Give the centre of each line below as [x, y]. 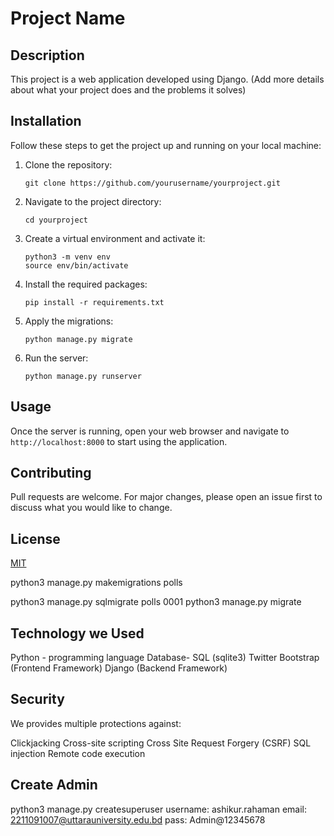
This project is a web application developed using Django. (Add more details [167, 79]
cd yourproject [56, 220]
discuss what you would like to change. [91, 508]
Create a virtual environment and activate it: [115, 238]
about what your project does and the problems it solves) [128, 90]
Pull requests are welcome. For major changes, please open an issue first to [166, 497]
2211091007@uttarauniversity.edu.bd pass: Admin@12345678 [138, 819]
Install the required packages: [86, 284]
